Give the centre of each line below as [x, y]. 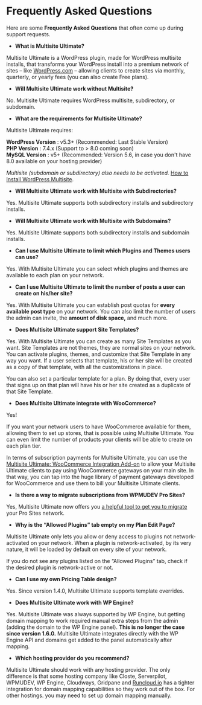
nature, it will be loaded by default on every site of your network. [87, 549]
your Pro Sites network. [36, 513]
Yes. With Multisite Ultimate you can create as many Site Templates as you [99, 341]
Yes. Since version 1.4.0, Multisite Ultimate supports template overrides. [96, 591]
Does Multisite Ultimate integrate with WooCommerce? [86, 403]
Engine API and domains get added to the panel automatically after [89, 640]
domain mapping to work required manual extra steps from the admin [93, 620]
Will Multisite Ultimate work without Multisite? [74, 88]
